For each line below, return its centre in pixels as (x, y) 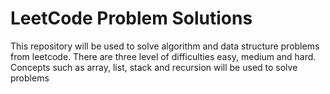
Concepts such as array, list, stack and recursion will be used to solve (154, 67)
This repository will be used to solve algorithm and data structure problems (165, 46)
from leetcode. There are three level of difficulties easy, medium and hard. (163, 56)
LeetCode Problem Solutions (131, 18)
